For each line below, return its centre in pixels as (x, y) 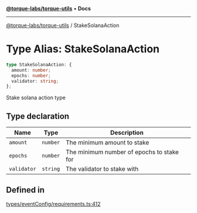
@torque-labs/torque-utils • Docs (48, 9)
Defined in (26, 190)
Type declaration (38, 116)
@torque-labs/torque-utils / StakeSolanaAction (63, 25)
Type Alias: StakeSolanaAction (83, 49)
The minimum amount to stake (107, 143)
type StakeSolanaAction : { (39, 65)
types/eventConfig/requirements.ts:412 (53, 204)
